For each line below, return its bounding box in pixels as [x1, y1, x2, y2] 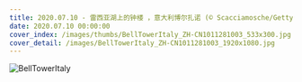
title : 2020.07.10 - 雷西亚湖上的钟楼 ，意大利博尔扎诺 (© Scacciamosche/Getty [9, 13, 294, 23]
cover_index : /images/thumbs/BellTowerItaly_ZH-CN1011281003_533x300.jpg [9, 30, 292, 39]
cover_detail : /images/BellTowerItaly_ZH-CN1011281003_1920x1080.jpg [9, 38, 276, 48]
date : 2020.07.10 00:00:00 [9, 22, 111, 31]
